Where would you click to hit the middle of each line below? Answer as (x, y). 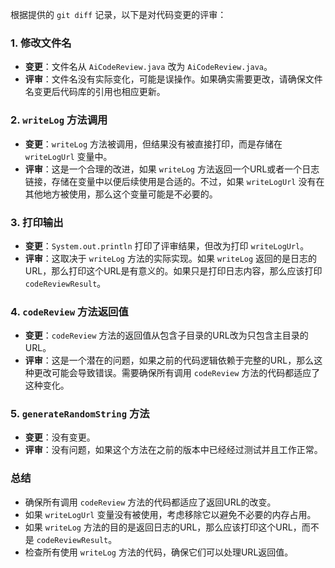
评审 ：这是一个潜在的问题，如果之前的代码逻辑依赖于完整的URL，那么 (169, 360)
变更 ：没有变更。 (60, 437)
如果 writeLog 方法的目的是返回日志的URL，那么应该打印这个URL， (163, 527)
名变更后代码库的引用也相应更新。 (95, 92)
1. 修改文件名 (41, 43)
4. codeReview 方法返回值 (69, 311)
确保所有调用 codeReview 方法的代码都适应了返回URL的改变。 (150, 502)
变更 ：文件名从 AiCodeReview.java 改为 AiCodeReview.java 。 (148, 67)
